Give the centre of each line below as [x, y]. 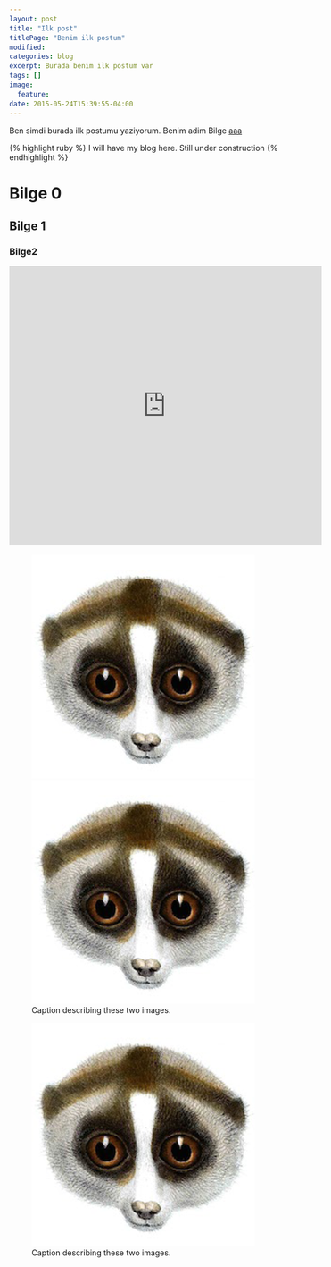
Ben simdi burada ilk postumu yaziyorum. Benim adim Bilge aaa [126, 131]
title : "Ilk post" [43, 28]
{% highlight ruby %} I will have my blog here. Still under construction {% [144, 148]
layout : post [33, 19]
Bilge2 [24, 252]
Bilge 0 [36, 193]
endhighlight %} [39, 157]
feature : [33, 94]
